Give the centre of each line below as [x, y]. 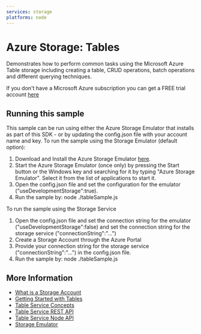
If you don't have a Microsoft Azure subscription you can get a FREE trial [96, 88]
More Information [40, 278]
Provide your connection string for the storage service [82, 246]
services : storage [29, 12]
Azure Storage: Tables [63, 47]
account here [22, 94]
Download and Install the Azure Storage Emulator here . [83, 159]
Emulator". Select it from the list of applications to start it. [85, 178]
